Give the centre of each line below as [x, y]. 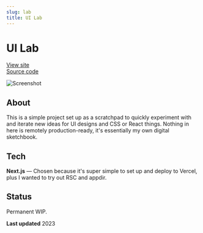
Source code [22, 72]
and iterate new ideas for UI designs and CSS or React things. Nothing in [98, 124]
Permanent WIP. [27, 212]
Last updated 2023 [31, 223]
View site [18, 65]
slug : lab [19, 12]
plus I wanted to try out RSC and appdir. [57, 178]
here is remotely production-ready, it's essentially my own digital [88, 131]
